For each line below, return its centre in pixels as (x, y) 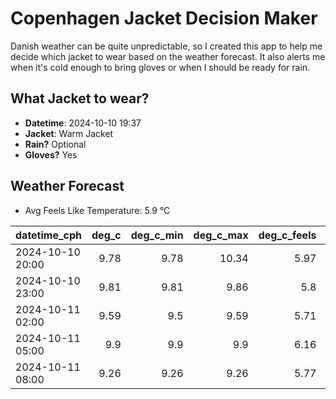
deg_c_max (221, 235)
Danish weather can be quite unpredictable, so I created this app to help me (166, 46)
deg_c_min (157, 235)
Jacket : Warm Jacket (69, 133)
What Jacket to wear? (80, 98)
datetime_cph (49, 235)
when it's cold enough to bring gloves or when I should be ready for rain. (160, 67)
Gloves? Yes (51, 154)
